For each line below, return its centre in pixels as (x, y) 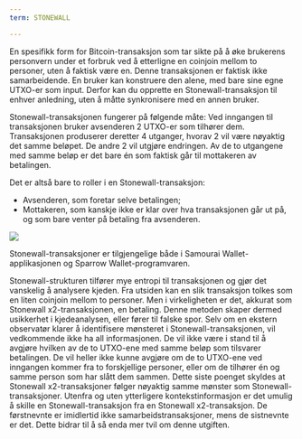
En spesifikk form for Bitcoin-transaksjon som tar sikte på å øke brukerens (147, 51)
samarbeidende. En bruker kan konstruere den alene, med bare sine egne (146, 80)
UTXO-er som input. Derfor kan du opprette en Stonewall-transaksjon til (143, 89)
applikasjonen (35, 263)
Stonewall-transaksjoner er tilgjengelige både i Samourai (115, 253)
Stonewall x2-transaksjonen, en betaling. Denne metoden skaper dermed (146, 309)
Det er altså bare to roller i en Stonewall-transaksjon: (107, 182)
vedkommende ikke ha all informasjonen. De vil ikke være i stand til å (138, 338)
